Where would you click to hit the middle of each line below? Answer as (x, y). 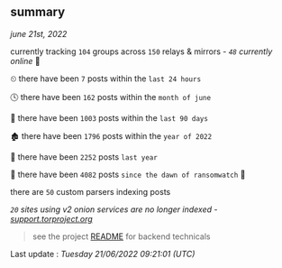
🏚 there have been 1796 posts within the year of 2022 (111, 135)
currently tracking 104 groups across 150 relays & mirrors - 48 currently (141, 51)
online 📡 (25, 60)
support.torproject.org (51, 218)
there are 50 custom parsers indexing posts (91, 191)
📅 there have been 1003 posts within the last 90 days (109, 117)
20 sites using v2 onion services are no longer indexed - (114, 209)
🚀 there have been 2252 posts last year (84, 157)
